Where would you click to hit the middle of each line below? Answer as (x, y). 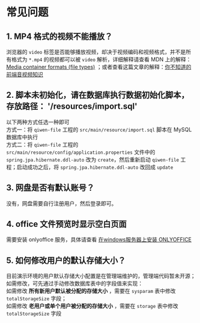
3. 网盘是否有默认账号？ (50, 188)
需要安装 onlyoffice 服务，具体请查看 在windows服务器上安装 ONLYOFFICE (99, 240)
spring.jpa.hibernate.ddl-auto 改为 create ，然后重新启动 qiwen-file (92, 159)
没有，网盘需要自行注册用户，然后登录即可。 (62, 203)
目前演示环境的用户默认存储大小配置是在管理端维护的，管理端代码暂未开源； (101, 276)
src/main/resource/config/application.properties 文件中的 (81, 152)
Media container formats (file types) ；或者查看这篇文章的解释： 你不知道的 (99, 67)
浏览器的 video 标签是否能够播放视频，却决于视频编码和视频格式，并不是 (96, 52)
